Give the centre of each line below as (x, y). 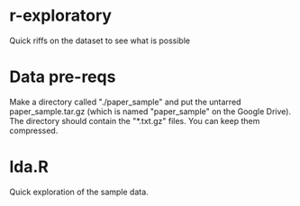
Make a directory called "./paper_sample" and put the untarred (125, 102)
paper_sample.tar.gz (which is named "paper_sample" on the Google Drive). (150, 111)
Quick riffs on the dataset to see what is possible (100, 40)
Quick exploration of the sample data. (79, 192)
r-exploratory (61, 16)
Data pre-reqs (63, 77)
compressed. (34, 130)
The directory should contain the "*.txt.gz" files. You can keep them (135, 121)
